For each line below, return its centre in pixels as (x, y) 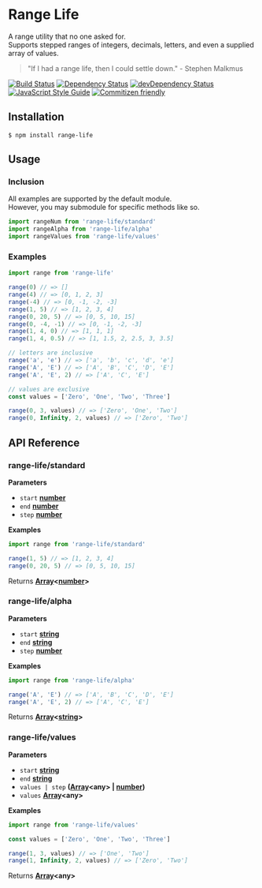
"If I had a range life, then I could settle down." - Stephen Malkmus (135, 68)
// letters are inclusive (50, 353)
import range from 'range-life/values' (74, 825)
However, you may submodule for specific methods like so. (104, 208)
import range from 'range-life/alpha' (72, 680)
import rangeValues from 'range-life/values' (84, 237)
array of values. (33, 53)
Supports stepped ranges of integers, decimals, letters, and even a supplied (131, 44)
